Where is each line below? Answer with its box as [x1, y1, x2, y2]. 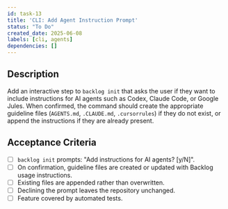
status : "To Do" [7, 23, 54, 30]
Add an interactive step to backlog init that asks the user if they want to [7, 86, 215, 95]
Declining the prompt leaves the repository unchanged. [17, 186, 176, 194]
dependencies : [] [7, 42, 58, 49]
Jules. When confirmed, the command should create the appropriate [7, 102, 204, 110]
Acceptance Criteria [7, 137, 97, 148]
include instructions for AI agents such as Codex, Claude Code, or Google [7, 94, 219, 102]
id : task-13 [7, 10, 42, 17]
